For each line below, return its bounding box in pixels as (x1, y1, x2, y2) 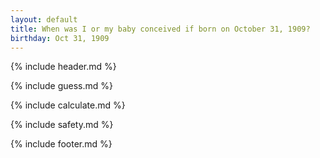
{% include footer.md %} (10, 138, 113, 150)
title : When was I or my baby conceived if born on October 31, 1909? (10, 24, 311, 34)
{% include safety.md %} (10, 119, 114, 131)
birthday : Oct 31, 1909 (10, 33, 110, 43)
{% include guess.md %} (10, 80, 113, 92)
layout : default (10, 14, 78, 25)
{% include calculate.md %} (10, 99, 126, 111)
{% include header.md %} (10, 61, 117, 73)
